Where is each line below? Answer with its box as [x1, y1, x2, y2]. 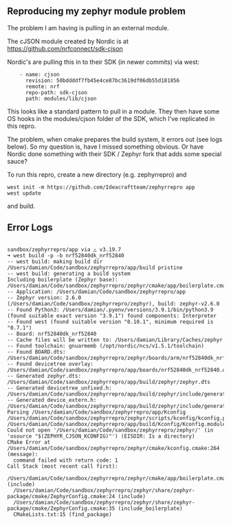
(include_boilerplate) [118, 505, 184, 512]
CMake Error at [7, 438, 51, 446]
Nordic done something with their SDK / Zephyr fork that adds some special [7, 149, 222, 158]
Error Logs [7, 222, 53, 233]
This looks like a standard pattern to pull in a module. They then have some [7, 107, 220, 116]
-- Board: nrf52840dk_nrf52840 [7, 330, 97, 337]
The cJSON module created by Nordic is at [7, 37, 129, 45]
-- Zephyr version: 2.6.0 [7, 294, 81, 301]
